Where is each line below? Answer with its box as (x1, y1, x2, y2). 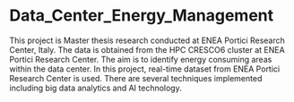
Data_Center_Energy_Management (9, 5, 274, 26)
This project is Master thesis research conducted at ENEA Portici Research (9, 35, 285, 46)
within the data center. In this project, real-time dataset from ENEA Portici (9, 64, 281, 74)
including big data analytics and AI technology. (9, 82, 182, 93)
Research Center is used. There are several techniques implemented (9, 72, 263, 83)
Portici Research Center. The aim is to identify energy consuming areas (9, 54, 272, 64)
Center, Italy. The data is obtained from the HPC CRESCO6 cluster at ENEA (9, 44, 285, 55)
